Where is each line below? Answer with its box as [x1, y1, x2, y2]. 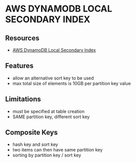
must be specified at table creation [12, 108, 85, 114]
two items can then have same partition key [12, 147, 103, 153]
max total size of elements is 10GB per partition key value [12, 80, 131, 86]
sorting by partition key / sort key [12, 152, 81, 158]
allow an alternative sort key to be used [12, 75, 94, 81]
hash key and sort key [12, 141, 59, 147]
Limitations [5, 95, 41, 104]
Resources [5, 34, 40, 42]
